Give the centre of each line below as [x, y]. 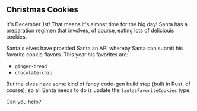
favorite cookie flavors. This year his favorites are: [67, 54]
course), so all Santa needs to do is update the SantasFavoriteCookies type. [99, 90]
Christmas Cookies [42, 10]
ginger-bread [31, 66]
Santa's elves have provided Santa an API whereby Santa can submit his [95, 48]
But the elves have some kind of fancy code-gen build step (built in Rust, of [99, 84]
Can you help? [24, 102]
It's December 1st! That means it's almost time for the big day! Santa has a [97, 24]
